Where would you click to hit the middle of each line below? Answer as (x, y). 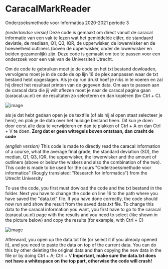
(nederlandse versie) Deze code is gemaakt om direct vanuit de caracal (79, 32)
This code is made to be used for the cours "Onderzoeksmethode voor (78, 167)
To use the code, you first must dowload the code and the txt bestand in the (83, 188)
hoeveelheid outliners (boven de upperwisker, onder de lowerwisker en (78, 48)
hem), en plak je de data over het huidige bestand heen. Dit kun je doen (79, 120)
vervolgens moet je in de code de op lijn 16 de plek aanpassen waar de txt (82, 74)
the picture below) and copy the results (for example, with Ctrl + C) (74, 220)
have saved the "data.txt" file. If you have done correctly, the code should (81, 199)
